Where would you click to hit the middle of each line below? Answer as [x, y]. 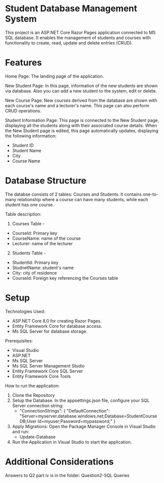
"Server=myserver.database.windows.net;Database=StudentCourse [88, 416]
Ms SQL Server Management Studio [48, 366]
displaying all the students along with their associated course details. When [81, 125]
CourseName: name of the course [46, 238]
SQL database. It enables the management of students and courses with [78, 38]
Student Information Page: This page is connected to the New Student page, [82, 120]
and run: [21, 432]
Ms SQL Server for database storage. [50, 331]
